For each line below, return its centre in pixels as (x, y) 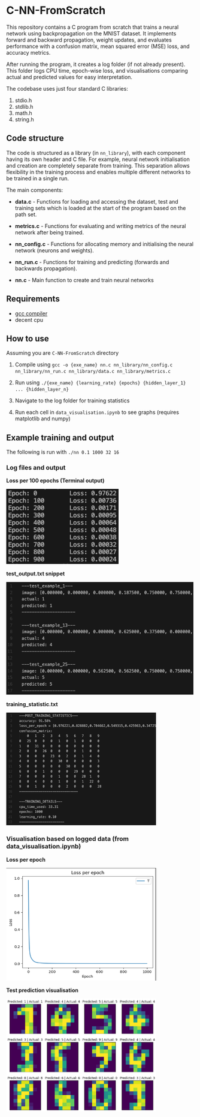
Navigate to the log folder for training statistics (72, 401)
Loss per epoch (26, 859)
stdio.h (23, 100)
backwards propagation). (46, 268)
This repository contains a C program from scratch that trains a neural (93, 27)
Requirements (33, 299)
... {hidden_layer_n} (42, 390)
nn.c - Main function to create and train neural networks (84, 280)
